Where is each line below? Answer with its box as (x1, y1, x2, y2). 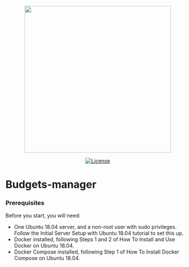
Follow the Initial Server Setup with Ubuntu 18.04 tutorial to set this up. (13, 229, 184, 237)
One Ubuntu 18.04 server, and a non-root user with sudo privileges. (13, 224, 177, 231)
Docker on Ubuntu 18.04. (13, 242, 74, 249)
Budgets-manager (5, 178, 97, 191)
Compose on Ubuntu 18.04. (13, 255, 80, 262)
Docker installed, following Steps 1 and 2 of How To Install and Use (13, 236, 176, 243)
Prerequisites (5, 199, 44, 207)
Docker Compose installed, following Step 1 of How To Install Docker (13, 248, 180, 255)
